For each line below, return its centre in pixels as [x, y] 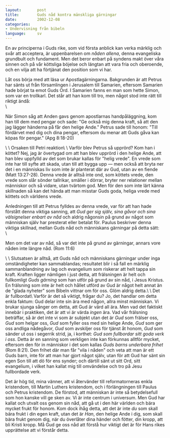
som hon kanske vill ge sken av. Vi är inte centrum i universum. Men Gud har [85, 398]
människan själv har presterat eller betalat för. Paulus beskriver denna [78, 222]
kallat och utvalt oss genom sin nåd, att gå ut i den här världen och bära [80, 403]
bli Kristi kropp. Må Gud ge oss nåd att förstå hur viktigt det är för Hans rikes [85, 425]
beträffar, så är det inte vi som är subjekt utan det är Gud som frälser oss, [82, 318]
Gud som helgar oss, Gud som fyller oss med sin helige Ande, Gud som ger [84, 323]
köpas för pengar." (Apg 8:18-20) [40, 138]
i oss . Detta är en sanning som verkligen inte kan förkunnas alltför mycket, [83, 339]
